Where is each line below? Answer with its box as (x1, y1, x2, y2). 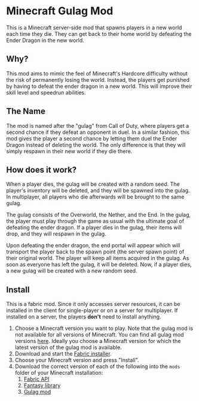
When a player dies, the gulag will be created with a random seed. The (6, 180, 180, 188)
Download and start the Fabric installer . (14, 350, 112, 357)
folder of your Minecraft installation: (14, 369, 103, 376)
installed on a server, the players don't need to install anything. (6, 313, 161, 320)
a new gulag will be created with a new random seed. (6, 267, 137, 274)
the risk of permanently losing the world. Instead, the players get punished (6, 76, 190, 83)
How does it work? (6, 164, 77, 175)
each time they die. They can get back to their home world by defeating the (6, 30, 192, 37)
